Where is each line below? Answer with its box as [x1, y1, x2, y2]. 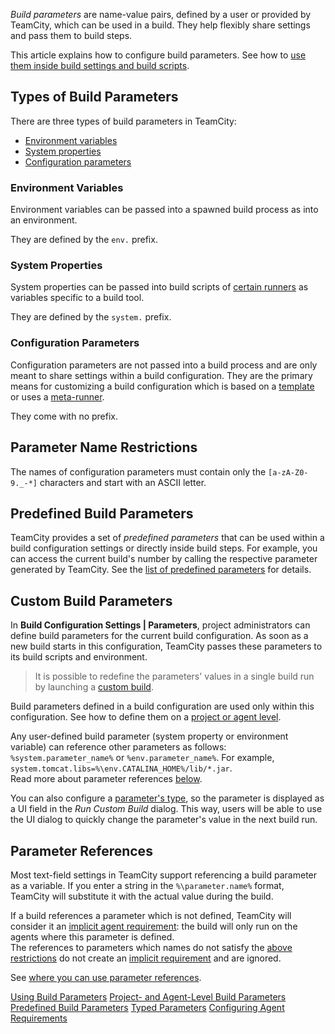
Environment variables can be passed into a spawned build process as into [10, 204, 319, 216]
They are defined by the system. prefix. [10, 311, 172, 323]
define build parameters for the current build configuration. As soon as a [10, 630, 309, 642]
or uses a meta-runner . [10, 390, 105, 403]
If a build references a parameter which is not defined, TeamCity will [10, 909, 292, 921]
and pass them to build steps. [10, 30, 133, 41]
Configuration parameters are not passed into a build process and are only [10, 359, 318, 371]
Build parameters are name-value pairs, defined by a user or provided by [10, 9, 312, 20]
